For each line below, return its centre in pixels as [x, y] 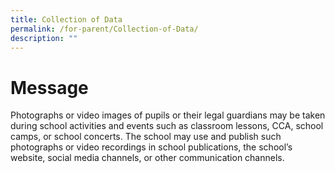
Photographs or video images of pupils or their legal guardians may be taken [168, 115]
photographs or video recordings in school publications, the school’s [151, 147]
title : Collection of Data [66, 19]
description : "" [44, 38]
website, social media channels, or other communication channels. [147, 158]
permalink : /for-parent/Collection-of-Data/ [104, 29]
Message [49, 87]
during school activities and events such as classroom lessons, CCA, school [167, 126]
